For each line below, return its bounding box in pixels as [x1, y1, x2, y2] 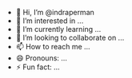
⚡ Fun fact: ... [15, 62, 60, 72]
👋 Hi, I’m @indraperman [15, 8, 94, 17]
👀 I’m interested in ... [15, 16, 84, 25]
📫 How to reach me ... [15, 42, 90, 51]
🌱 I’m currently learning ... [15, 25, 102, 33]
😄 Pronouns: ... [15, 53, 68, 63]
